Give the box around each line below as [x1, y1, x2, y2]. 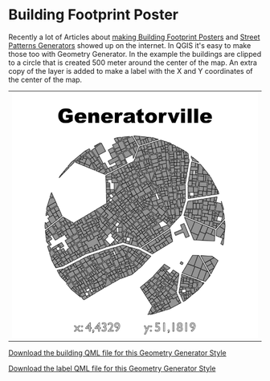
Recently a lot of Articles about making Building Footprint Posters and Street [8, 32, 260, 42]
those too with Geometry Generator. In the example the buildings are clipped [8, 49, 262, 59]
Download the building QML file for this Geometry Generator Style [8, 348, 227, 358]
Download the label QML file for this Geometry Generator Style [8, 363, 216, 374]
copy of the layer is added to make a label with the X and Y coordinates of [8, 66, 253, 75]
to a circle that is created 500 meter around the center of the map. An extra [8, 58, 257, 67]
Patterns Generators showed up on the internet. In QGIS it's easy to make [8, 40, 252, 50]
